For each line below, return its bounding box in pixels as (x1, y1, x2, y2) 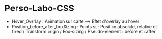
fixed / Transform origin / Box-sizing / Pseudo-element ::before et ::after (11, 29, 156, 34)
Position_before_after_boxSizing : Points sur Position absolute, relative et (11, 23, 157, 29)
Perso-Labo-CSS (4, 3, 75, 14)
